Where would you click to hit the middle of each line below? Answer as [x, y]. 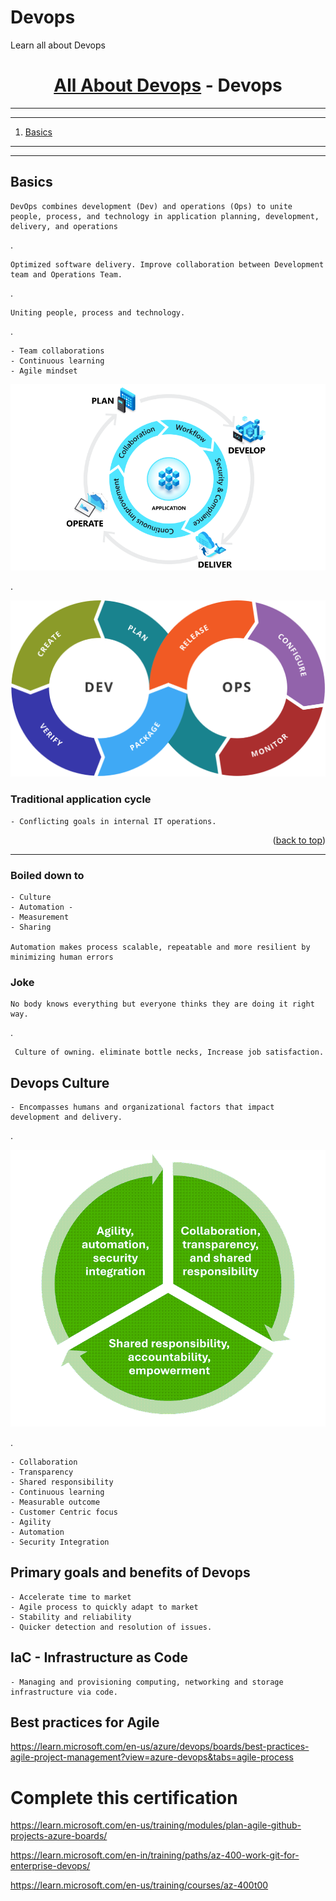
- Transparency [42, 1472]
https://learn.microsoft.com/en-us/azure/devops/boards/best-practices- [160, 1747]
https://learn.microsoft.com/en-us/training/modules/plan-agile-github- [156, 1825]
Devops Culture [60, 1082]
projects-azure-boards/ [59, 1836]
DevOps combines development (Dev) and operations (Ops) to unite [151, 206]
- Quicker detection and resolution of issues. [111, 1627]
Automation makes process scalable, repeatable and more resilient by [160, 947]
